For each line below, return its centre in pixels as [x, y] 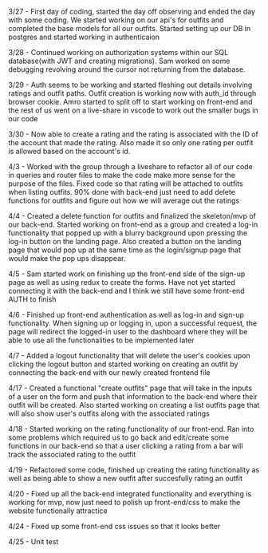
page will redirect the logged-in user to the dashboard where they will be [128, 332]
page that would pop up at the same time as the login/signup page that [125, 250]
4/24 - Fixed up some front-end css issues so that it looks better [114, 526]
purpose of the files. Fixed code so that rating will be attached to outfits [126, 184]
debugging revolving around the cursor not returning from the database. [127, 69]
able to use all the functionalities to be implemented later [101, 340]
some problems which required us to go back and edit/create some [119, 437]
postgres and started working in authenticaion [84, 37]
